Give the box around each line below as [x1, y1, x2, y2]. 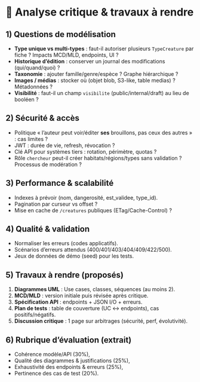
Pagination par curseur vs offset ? [14, 200, 98, 207]
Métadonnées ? [14, 83, 53, 90]
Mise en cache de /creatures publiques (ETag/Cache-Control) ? [14, 206, 173, 214]
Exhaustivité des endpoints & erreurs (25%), [14, 363, 124, 371]
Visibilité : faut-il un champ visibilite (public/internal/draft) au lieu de [14, 90, 189, 96]
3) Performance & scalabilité [5, 178, 114, 188]
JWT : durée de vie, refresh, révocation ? [14, 142, 115, 149]
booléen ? [14, 96, 39, 103]
